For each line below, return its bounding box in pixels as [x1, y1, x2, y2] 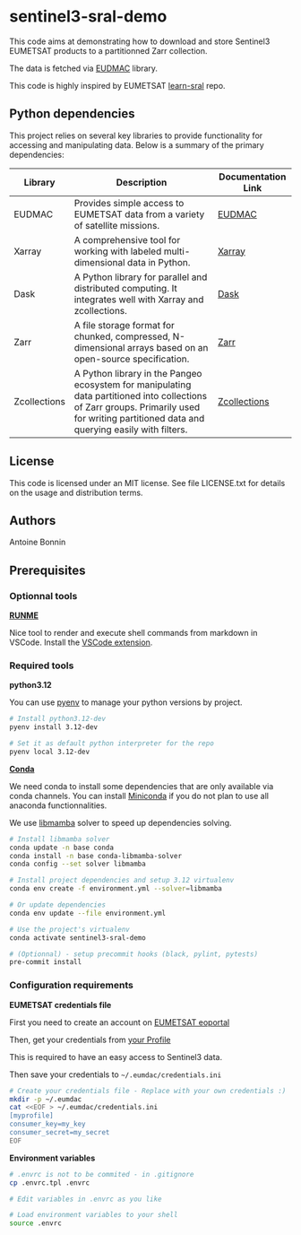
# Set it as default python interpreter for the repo [9, 739, 215, 748]
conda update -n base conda [9, 843, 115, 852]
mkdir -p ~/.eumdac [9, 1094, 82, 1104]
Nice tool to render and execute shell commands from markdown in [9, 628, 258, 639]
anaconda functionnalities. [9, 800, 107, 811]
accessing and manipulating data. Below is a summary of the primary [9, 139, 264, 150]
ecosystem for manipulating [73, 378, 192, 391]
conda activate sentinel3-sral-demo [9, 933, 146, 943]
